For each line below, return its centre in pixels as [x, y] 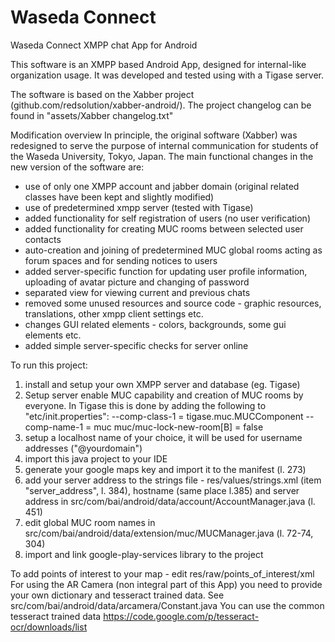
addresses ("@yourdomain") [83, 448]
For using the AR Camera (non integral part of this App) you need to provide [166, 584]
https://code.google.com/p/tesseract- [181, 616]
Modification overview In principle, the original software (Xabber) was [154, 135]
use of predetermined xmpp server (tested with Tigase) [139, 207]
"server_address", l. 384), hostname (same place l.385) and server [162, 490]
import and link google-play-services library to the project [144, 554]
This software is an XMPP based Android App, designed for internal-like [158, 64]
